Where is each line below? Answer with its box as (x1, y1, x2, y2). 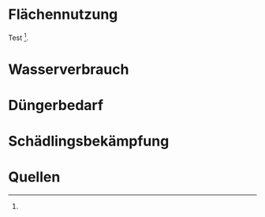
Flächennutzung (8, 6, 118, 24)
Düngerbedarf (8, 96, 104, 114)
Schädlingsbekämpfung (8, 132, 170, 150)
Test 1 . (8, 31, 29, 42)
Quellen (8, 168, 61, 186)
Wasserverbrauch (8, 61, 129, 78)
